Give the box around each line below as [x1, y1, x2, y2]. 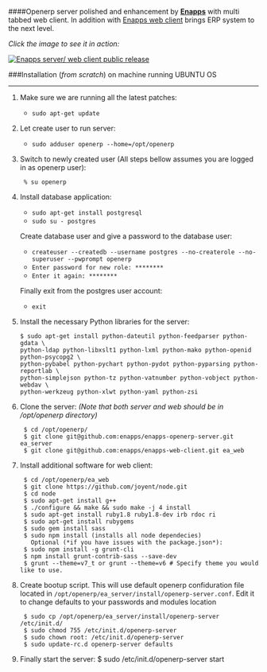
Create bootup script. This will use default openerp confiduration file [19, 581, 245, 589]
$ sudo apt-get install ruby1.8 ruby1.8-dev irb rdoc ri [23, 511, 216, 519]
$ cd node [23, 490, 56, 498]
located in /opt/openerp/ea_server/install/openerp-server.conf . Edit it [19, 588, 255, 598]
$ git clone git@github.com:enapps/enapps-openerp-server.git [23, 433, 234, 441]
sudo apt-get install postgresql [31, 209, 143, 217]
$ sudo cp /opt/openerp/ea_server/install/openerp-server [23, 612, 220, 620]
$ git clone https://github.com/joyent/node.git [23, 483, 188, 491]
